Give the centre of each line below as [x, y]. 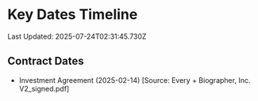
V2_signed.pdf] [44, 88]
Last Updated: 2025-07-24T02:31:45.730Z [77, 36]
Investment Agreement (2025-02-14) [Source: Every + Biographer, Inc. [135, 80]
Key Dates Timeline [73, 15]
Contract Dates [46, 61]
